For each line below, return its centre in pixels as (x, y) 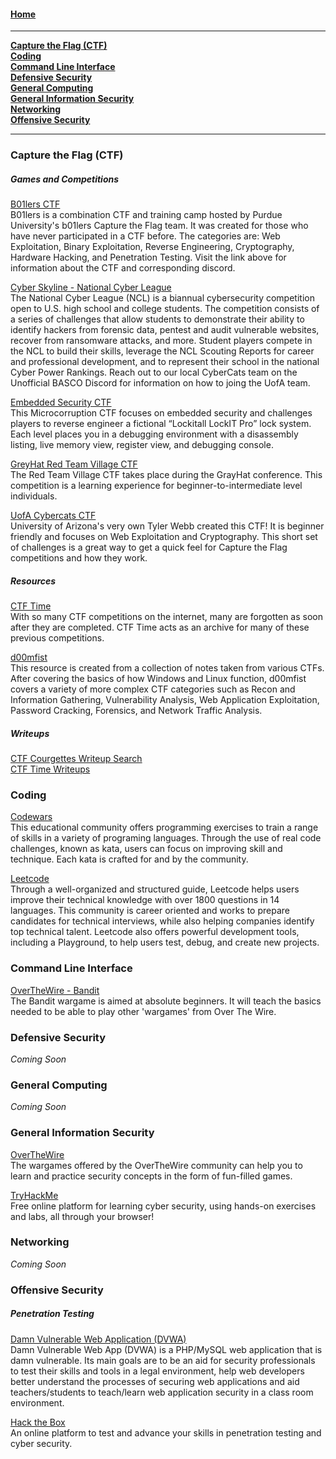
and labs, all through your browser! (82, 1216)
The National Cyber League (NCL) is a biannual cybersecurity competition (162, 298)
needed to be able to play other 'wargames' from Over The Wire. (143, 1011)
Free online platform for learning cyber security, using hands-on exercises (163, 1206)
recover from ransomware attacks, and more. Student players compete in (161, 341)
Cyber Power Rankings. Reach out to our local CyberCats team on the (154, 372)
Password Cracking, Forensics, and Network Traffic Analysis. (136, 711)
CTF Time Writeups (50, 769)
